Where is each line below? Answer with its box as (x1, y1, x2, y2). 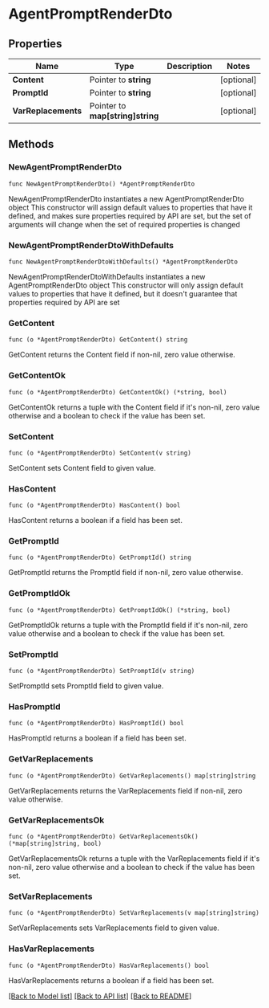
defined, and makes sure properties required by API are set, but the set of (8, 210, 252, 221)
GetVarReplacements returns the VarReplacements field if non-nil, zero (8, 786, 243, 795)
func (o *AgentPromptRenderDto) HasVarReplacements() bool (8, 961, 210, 969)
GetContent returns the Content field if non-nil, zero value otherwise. (8, 350, 236, 360)
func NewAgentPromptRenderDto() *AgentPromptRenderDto (8, 180, 195, 188)
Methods (8, 137, 54, 151)
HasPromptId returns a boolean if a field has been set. (8, 733, 187, 743)
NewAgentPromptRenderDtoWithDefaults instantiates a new (8, 271, 206, 281)
